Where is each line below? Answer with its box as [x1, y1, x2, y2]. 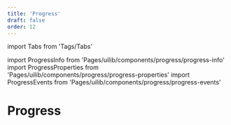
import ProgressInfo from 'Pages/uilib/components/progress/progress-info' [7, 56, 225, 64]
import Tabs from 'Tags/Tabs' [7, 43, 93, 51]
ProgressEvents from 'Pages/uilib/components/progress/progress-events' [7, 78, 221, 87]
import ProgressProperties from [7, 64, 99, 72]
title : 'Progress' [7, 10, 61, 17]
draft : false [7, 17, 45, 24]
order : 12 [7, 23, 36, 30]
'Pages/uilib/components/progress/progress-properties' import [7, 71, 190, 79]
